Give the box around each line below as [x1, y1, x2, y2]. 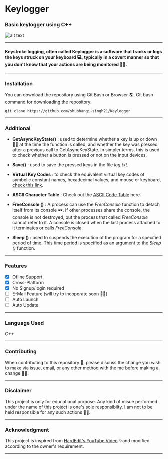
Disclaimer [5, 387, 32, 394]
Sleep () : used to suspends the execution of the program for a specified [12, 235, 161, 241]
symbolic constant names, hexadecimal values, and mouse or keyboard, [12, 177, 161, 183]
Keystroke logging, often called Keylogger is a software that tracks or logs [5, 49, 162, 55]
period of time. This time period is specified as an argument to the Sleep [12, 240, 161, 246]
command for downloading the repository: [5, 99, 92, 105]
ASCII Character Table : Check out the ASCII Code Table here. [12, 192, 141, 198]
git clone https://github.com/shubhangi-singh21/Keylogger [5, 108, 131, 113]
